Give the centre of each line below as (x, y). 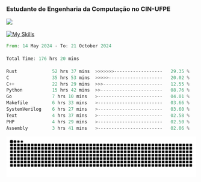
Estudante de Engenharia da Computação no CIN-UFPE (88, 9)
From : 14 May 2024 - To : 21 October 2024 (59, 46)
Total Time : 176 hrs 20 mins (43, 59)
